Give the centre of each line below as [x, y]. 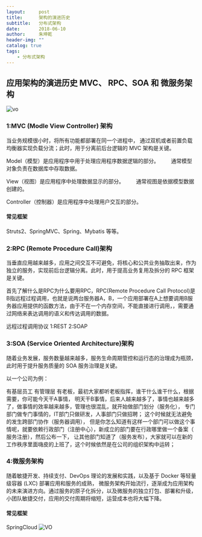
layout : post [28, 12]
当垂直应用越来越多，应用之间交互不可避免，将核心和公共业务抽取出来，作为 [101, 263]
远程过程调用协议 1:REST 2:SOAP [47, 326]
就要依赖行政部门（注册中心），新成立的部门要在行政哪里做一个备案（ [108, 429]
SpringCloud [22, 527]
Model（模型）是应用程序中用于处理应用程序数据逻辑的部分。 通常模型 [99, 160]
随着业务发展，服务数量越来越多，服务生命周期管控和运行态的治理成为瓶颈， [101, 358]
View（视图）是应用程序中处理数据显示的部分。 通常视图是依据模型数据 [100, 181]
